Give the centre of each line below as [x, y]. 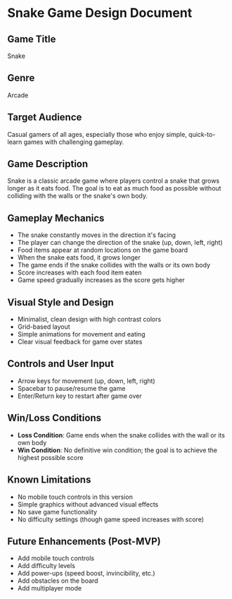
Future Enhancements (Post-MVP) [84, 541]
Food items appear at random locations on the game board [103, 250]
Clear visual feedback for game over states [80, 342]
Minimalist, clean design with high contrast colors [89, 320]
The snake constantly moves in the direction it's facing [97, 235]
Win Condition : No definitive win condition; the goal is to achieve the [117, 450]
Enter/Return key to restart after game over [79, 396]
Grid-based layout [44, 327]
